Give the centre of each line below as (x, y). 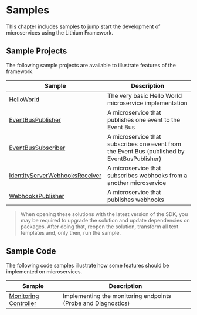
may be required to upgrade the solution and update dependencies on (105, 220)
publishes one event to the (144, 119)
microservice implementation (147, 103)
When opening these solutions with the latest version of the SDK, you (104, 214)
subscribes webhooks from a (147, 175)
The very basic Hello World (145, 95)
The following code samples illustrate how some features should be (88, 265)
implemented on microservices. (44, 271)
